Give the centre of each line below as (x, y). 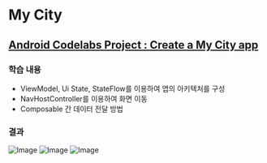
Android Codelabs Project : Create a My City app (133, 45)
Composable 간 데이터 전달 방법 (71, 109)
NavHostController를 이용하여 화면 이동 (84, 98)
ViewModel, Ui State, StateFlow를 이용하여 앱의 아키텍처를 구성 (123, 88)
